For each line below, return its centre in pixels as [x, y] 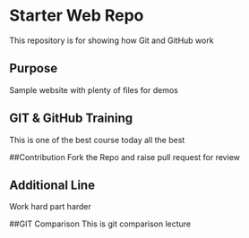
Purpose [34, 68]
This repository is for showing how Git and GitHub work [112, 40]
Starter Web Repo [77, 16]
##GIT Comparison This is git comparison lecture [100, 224]
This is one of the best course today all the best [97, 140]
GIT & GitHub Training [71, 119]
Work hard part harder [51, 207]
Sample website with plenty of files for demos [94, 89]
